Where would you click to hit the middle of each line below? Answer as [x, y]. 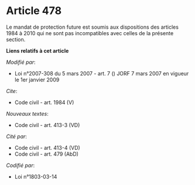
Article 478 [34, 11]
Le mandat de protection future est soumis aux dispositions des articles [92, 27]
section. [16, 39]
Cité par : [17, 136]
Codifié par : [20, 165]
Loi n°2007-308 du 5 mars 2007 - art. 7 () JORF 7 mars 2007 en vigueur [102, 73]
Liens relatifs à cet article [37, 50]
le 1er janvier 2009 [37, 80]
